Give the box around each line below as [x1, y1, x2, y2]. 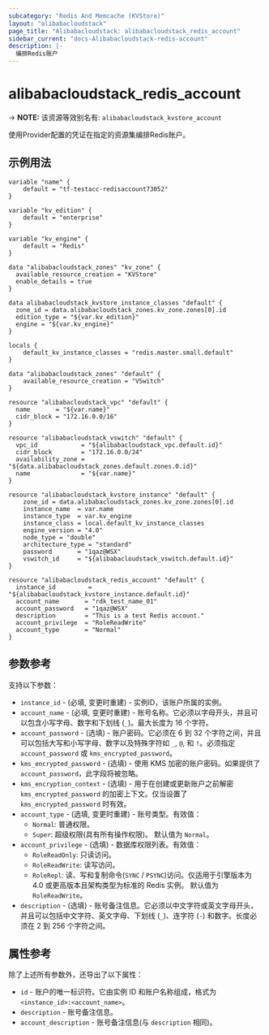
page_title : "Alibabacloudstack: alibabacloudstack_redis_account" [8, 27, 241, 35]
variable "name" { [8, 178, 70, 186]
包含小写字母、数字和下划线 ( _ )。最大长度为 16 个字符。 [27, 717, 213, 727]
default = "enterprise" [23, 213, 104, 222]
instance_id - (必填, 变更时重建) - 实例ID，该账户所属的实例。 [19, 697, 227, 707]
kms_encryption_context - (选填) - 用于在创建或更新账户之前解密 [19, 778, 234, 788]
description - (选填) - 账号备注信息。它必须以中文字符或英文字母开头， [19, 900, 258, 910]
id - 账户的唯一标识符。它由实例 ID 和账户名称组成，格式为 [19, 987, 217, 997]
